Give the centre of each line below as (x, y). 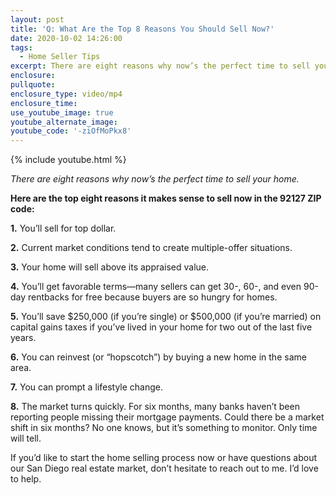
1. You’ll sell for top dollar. (63, 228)
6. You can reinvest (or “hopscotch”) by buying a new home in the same (158, 357)
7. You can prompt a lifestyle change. (86, 387)
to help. (26, 479)
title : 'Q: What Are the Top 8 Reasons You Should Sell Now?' (142, 29)
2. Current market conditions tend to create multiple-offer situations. (151, 248)
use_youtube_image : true (62, 112)
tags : (21, 47)
